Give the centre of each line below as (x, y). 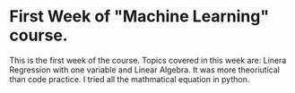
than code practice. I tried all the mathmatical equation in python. (130, 79)
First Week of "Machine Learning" (139, 17)
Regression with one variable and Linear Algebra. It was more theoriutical (145, 70)
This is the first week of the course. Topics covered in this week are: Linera (148, 60)
